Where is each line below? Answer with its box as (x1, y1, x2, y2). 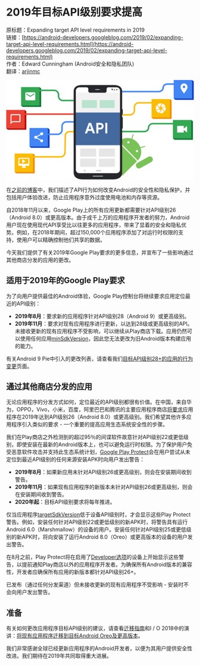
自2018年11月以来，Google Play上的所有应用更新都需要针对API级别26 (6, 206, 176, 214)
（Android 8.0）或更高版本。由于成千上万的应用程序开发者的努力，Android (6, 214, 190, 221)
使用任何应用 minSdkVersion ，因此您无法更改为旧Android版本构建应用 (20, 335, 192, 342)
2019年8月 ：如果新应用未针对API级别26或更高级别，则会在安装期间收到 (14, 469, 192, 476)
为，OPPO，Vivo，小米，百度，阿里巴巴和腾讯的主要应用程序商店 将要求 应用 (6, 406, 193, 413)
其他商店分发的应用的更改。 (6, 256, 74, 263)
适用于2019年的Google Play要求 (6, 276, 125, 286)
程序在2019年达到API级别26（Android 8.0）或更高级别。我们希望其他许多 (6, 413, 187, 420)
